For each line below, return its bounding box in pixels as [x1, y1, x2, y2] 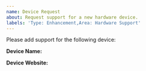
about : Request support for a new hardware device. [6, 14, 138, 20]
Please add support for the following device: [6, 36, 116, 44]
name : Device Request [6, 8, 61, 15]
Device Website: [6, 59, 48, 66]
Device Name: [6, 48, 42, 55]
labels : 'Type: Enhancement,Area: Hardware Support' [6, 20, 141, 26]
